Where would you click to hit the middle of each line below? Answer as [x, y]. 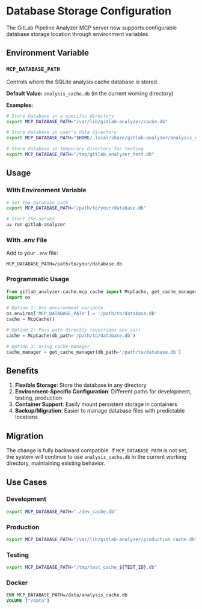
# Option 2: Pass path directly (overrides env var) [74, 330]
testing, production [38, 398]
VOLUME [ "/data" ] [28, 601]
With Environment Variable [46, 190]
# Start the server [31, 219]
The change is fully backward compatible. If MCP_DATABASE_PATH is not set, [97, 450]
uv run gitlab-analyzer [36, 225]
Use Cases [27, 482]
